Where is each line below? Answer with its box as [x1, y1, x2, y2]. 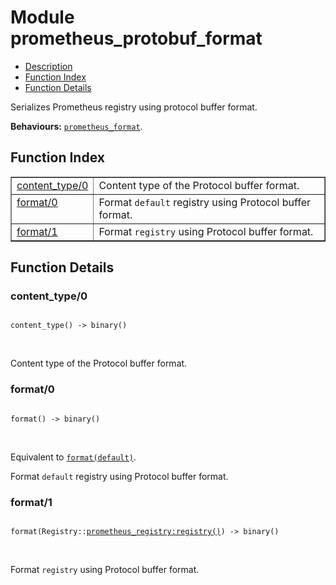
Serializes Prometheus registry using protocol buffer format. [10, 101, 258, 113]
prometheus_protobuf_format [10, 27, 263, 50]
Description [24, 60, 73, 72]
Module [10, 6, 75, 29]
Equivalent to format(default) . [10, 451, 137, 463]
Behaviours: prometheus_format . [10, 120, 143, 132]
